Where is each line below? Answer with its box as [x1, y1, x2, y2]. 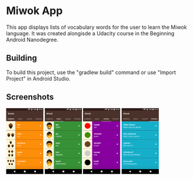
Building [6, 53, 37, 63]
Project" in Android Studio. [6, 75, 71, 82]
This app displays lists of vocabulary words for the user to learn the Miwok [6, 24, 187, 31]
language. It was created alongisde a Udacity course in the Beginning [6, 29, 175, 36]
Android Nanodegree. [6, 36, 59, 43]
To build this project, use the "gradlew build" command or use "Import [6, 69, 177, 76]
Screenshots [6, 92, 54, 102]
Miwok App [6, 4, 63, 18]
